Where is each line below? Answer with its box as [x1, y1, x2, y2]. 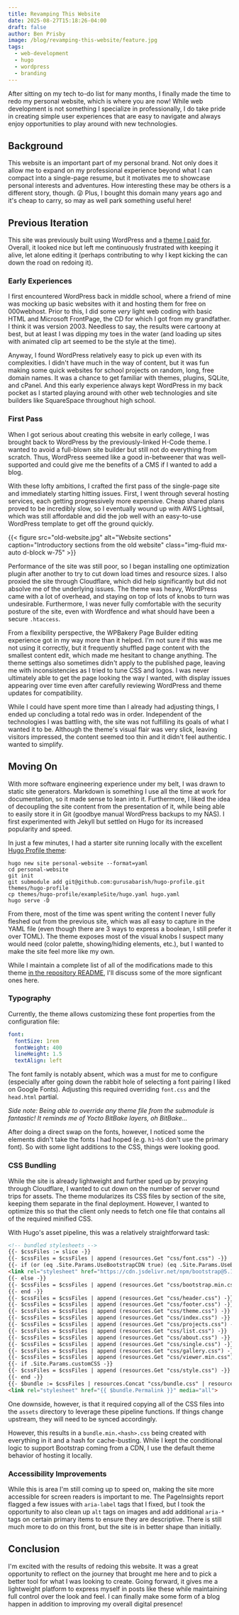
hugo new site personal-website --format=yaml [8, 860, 148, 867]
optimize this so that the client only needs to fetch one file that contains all [8, 1206, 226, 1215]
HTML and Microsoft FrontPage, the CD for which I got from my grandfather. [8, 315, 231, 323]
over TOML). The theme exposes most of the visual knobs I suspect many [8, 932, 224, 940]
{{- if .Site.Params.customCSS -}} [8, 1360, 113, 1367]
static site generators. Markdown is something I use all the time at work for [8, 787, 226, 795]
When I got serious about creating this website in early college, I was [8, 430, 210, 438]
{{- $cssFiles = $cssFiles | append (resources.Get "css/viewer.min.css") [8, 1354, 234, 1361]
